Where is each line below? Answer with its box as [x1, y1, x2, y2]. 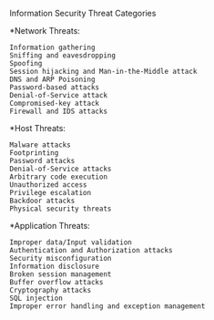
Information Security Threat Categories [9, 8, 157, 18]
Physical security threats [9, 204, 112, 213]
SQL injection [9, 294, 64, 303]
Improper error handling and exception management [9, 302, 206, 311]
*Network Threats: [9, 26, 80, 36]
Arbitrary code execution [9, 172, 107, 181]
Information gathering [9, 43, 96, 52]
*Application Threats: [9, 221, 91, 231]
